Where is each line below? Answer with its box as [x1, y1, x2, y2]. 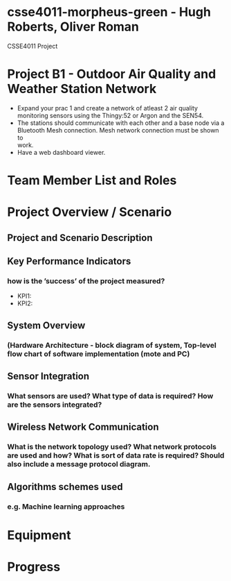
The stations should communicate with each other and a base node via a [17, 119, 225, 127]
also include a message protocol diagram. [7, 460, 151, 469]
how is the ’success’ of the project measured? [7, 276, 165, 285]
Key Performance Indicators [7, 255, 131, 267]
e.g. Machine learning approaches [7, 501, 125, 511]
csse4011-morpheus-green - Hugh [7, 4, 211, 20]
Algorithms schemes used [7, 480, 123, 493]
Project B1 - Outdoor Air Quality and [7, 67, 216, 82]
